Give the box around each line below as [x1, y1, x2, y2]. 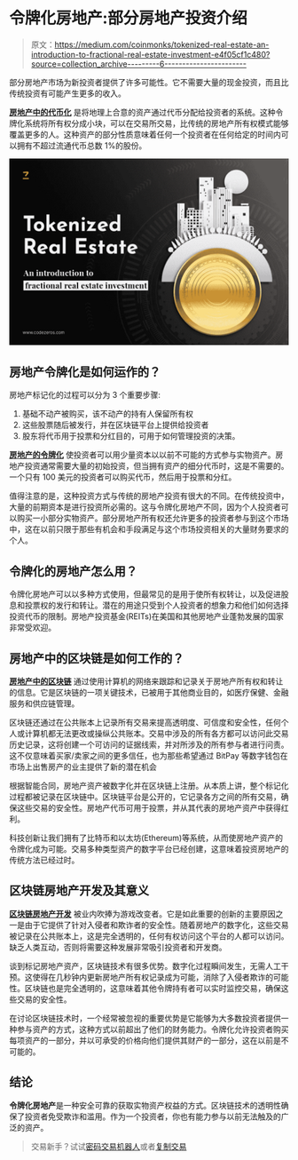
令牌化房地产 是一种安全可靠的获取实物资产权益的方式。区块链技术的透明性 [9, 1100, 281, 1110]
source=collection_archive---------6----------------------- [30, 59, 247, 69]
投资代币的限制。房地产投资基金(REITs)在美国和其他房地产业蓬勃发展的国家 [9, 611, 284, 622]
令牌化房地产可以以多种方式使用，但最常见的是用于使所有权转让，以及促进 [9, 589, 281, 600]
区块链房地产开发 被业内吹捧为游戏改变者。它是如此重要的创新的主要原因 [9, 908, 276, 919]
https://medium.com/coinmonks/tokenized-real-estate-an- [54, 39, 270, 50]
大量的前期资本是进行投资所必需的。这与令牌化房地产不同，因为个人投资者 [9, 502, 281, 512]
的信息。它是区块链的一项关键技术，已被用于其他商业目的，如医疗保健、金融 [9, 687, 289, 698]
